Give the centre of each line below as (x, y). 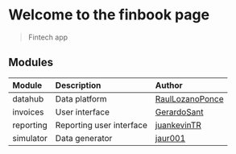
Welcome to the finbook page (109, 15)
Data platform (81, 98)
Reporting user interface (101, 125)
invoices (28, 112)
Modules (31, 62)
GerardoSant (179, 112)
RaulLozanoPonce (189, 98)
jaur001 (170, 138)
